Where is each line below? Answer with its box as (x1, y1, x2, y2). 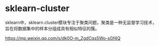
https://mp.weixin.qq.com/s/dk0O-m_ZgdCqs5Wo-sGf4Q (5, 35, 121, 41)
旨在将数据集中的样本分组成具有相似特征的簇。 (5, 25, 99, 31)
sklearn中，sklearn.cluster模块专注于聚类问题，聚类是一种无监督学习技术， (5, 19, 157, 25)
